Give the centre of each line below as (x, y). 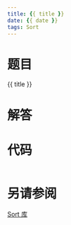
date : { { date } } (33, 21)
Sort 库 (18, 214)
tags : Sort (23, 27)
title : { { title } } (36, 14)
